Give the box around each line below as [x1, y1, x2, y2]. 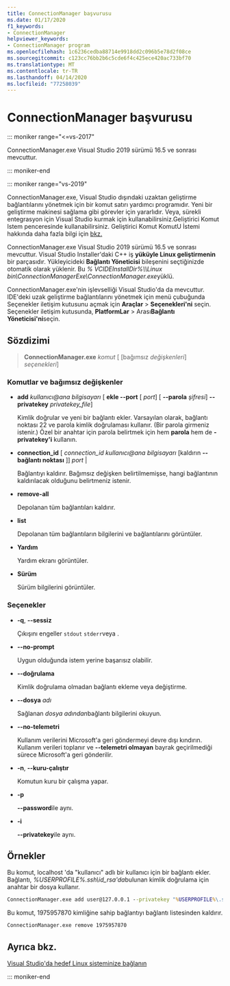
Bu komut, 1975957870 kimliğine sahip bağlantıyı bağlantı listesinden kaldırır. [7, 908, 223, 917]
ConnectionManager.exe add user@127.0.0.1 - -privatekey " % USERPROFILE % [7, 896, 216, 904]
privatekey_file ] [50, 400, 93, 409]
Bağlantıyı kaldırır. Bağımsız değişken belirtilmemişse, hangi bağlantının [16, 469, 218, 478]
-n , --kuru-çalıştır [16, 763, 69, 772]
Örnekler [7, 850, 46, 862]
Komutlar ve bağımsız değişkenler [7, 377, 123, 387]
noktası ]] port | [42, 456, 88, 464]
